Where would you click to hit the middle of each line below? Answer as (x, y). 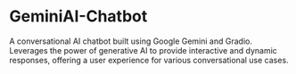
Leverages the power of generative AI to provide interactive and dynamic (144, 50)
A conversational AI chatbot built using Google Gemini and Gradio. (131, 41)
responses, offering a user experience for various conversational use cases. (149, 60)
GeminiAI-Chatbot (78, 16)
